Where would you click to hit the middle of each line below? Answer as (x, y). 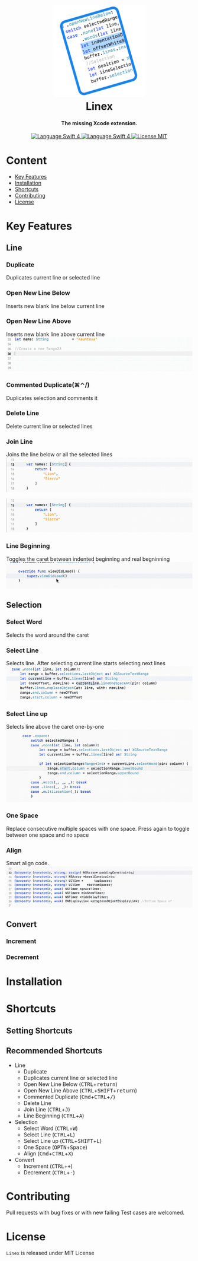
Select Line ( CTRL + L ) (49, 1135)
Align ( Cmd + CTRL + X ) (48, 1153)
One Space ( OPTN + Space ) (55, 1147)
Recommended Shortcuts (54, 1051)
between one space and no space (48, 835)
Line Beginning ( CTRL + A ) (54, 1116)
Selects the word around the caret (48, 635)
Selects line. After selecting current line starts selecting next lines (86, 663)
